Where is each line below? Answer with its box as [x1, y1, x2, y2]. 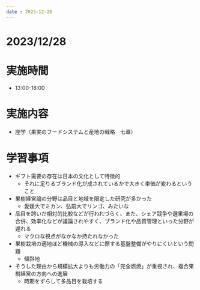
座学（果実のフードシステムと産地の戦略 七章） [14, 128, 136, 135]
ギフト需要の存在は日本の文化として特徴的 [14, 172, 121, 180]
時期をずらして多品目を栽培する [23, 277, 103, 285]
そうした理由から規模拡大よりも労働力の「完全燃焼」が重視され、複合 [14, 262, 189, 270]
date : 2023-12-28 [6, 8, 52, 15]
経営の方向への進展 [20, 270, 68, 277]
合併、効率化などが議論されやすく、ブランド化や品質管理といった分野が [14, 217, 194, 225]
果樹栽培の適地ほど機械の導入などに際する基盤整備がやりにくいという [14, 240, 189, 247]
